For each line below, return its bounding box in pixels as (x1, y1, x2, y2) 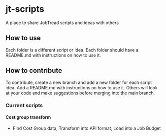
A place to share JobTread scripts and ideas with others (5, 20, 119, 26)
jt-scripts (5, 3, 45, 15)
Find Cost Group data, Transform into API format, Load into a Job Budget (12, 125, 161, 131)
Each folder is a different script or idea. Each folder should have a (5, 47, 138, 53)
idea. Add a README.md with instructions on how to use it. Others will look (5, 84, 158, 90)
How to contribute (5, 66, 63, 75)
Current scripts (5, 102, 43, 109)
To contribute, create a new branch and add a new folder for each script (5, 80, 152, 85)
